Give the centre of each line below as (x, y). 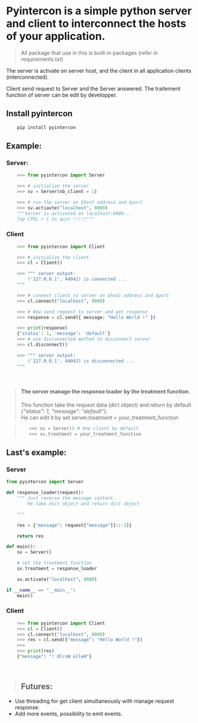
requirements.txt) (42, 59)
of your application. (56, 36)
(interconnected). (27, 77)
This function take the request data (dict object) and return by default (106, 405)
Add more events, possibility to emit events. (69, 713)
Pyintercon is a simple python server (99, 11)
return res (30, 536)
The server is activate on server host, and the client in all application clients (99, 70)
